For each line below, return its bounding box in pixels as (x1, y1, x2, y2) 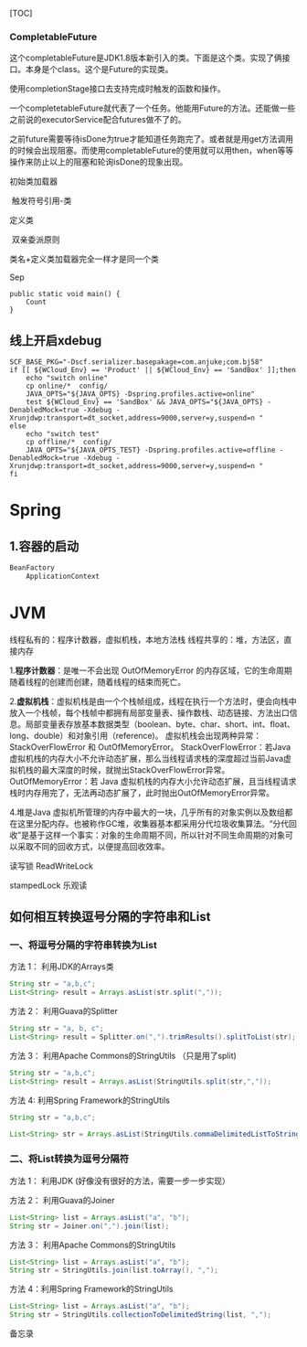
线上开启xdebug (9, 333, 102, 348)
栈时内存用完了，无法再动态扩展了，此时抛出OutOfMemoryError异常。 (9, 786, 274, 798)
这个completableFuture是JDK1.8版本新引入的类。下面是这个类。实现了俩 (9, 52, 283, 63)
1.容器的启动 (9, 539, 79, 554)
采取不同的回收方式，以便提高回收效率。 (16, 840, 170, 851)
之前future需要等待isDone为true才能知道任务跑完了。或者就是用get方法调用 (9, 134, 294, 144)
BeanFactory (9, 563, 55, 572)
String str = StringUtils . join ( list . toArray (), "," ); (9, 1266, 219, 1275)
